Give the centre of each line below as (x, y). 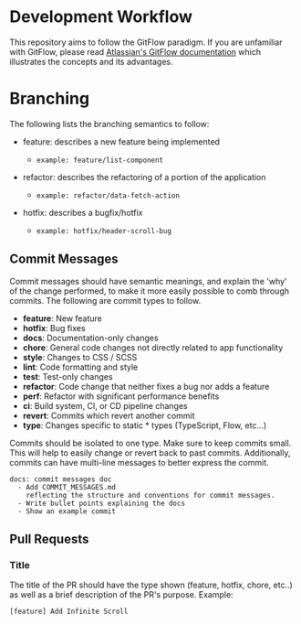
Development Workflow (101, 17)
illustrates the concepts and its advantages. (91, 61)
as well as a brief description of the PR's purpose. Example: (122, 595)
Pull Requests (49, 539)
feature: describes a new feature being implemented (121, 141)
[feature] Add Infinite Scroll (69, 612)
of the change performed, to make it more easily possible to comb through (150, 291)
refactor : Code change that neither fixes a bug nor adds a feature (146, 386)
